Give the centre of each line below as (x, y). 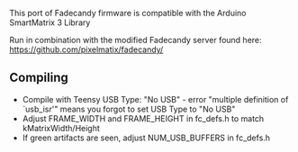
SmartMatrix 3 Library (50, 22)
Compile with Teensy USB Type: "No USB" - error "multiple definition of (155, 99)
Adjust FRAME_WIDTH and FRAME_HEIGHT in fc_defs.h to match (143, 118)
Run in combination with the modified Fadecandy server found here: (136, 40)
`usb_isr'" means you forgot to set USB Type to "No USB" (129, 109)
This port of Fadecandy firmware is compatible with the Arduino (128, 13)
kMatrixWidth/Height (61, 128)
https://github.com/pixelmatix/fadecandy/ (86, 49)
